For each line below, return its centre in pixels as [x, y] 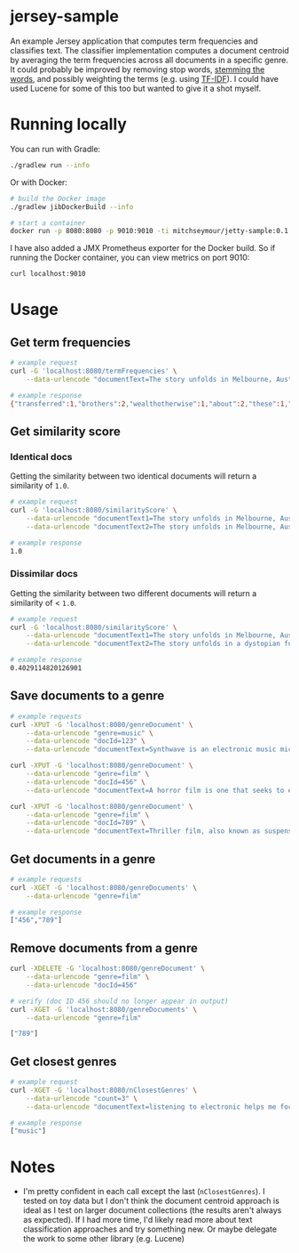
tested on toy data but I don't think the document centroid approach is [151, 1201]
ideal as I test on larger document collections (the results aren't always [152, 1210]
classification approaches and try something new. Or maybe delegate [150, 1229]
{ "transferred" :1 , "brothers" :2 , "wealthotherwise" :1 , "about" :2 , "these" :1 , [149, 404]
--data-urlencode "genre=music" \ [90, 733]
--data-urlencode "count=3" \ [82, 1098]
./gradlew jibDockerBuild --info [72, 206]
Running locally [69, 124]
